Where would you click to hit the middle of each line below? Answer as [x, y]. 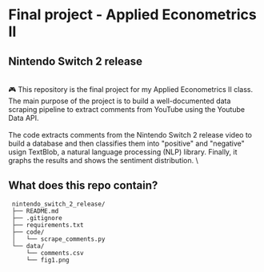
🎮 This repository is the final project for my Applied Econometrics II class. [131, 89]
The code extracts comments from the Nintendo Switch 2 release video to [130, 135]
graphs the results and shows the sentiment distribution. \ [103, 160]
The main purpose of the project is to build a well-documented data [120, 101]
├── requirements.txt [48, 225]
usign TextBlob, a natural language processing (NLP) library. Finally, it [123, 152]
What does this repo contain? [83, 186]
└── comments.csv [55, 253]
